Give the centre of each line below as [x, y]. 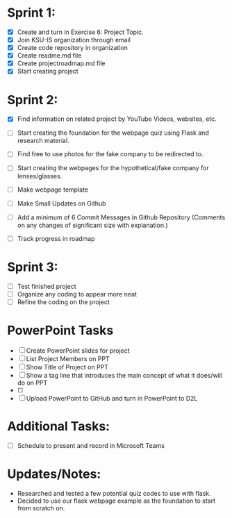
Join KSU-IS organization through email [74, 40]
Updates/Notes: [54, 474]
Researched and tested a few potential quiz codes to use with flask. [114, 493]
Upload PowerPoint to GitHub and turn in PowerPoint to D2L [112, 398]
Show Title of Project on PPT [67, 367]
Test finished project [47, 286]
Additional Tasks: [58, 426]
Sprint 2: [33, 100]
